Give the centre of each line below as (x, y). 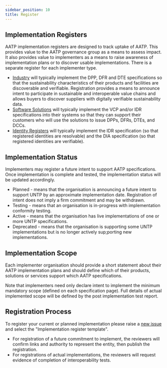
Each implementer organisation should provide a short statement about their (83, 265)
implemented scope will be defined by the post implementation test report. (82, 296)
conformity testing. (32, 211)
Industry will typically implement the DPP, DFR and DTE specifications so (87, 77)
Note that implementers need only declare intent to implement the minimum (83, 285)
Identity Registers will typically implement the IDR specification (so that (85, 131)
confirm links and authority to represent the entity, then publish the (81, 344)
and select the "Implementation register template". (57, 329)
